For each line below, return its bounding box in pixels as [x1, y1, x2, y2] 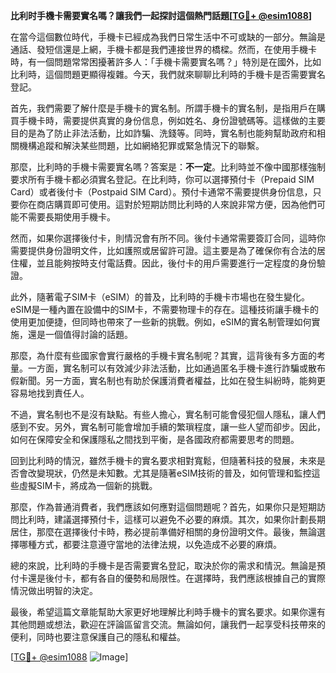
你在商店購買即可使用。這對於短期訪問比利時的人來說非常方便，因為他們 [18, 199, 317, 210]
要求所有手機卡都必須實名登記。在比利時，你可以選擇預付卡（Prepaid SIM [10, 174, 315, 185]
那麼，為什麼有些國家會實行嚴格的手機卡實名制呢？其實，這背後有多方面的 [10, 350, 317, 361]
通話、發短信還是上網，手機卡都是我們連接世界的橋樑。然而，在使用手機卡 [10, 44, 317, 55]
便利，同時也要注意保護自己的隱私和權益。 [10, 631, 186, 643]
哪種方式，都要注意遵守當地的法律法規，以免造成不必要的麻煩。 [18, 539, 282, 550]
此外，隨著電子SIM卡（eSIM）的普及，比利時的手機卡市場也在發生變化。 [10, 291, 310, 303]
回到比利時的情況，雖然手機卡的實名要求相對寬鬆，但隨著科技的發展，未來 [10, 455, 317, 466]
